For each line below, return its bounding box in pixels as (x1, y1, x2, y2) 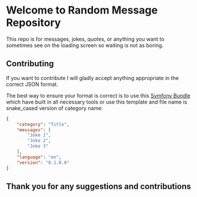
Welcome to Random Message (6, 4, 158, 17)
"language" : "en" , (16, 154, 62, 160)
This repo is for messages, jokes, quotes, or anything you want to (6, 35, 165, 42)
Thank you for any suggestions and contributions (6, 181, 191, 191)
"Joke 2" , (27, 138, 51, 144)
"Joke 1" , (27, 132, 51, 138)
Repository (6, 16, 61, 29)
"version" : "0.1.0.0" (16, 159, 69, 165)
